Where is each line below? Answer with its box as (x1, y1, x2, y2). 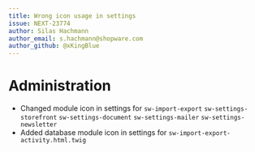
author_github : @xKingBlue (8, 42, 100, 50)
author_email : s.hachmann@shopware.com (8, 34, 144, 43)
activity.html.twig (19, 137, 87, 145)
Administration (8, 77, 111, 95)
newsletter (19, 120, 58, 129)
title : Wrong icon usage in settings (8, 11, 136, 20)
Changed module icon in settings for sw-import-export (19, 103, 203, 113)
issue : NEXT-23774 (8, 19, 71, 27)
